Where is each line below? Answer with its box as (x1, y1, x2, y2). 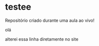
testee (5, 1, 32, 13)
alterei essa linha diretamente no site (5, 36, 79, 42)
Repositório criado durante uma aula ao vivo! (5, 17, 95, 23)
